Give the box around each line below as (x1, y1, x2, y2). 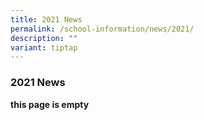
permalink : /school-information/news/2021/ (10, 24, 195, 34)
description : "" (10, 33, 78, 43)
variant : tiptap (10, 42, 78, 53)
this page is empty (10, 98, 90, 110)
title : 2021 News (10, 14, 83, 25)
